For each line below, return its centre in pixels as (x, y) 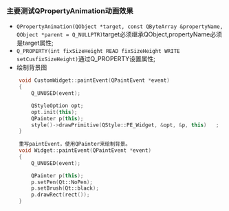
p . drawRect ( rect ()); (61, 195)
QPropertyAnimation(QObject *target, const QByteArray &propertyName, (120, 27)
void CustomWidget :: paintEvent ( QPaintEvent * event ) (94, 80)
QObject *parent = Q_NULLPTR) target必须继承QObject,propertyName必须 (119, 34)
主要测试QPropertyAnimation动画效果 (70, 10)
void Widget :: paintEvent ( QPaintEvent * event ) (85, 151)
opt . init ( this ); (54, 112)
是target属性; (35, 43)
